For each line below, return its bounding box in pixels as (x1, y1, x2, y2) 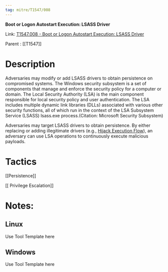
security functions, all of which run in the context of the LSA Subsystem (5, 107, 154, 113)
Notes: (5, 200, 34, 212)
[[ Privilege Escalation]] (5, 182, 54, 188)
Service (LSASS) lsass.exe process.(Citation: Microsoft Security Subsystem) (5, 112, 163, 118)
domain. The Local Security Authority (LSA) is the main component (5, 91, 144, 97)
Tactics (5, 156, 37, 167)
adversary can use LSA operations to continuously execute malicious (5, 133, 148, 139)
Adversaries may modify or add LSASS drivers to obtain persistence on (5, 75, 153, 81)
